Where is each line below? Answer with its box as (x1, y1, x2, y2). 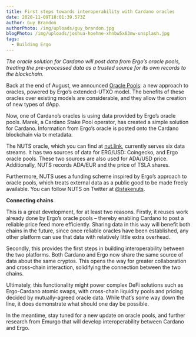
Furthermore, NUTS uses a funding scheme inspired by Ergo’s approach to (6, 173, 187, 180)
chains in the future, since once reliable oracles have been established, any (6, 227, 189, 234)
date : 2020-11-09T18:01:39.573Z (6, 14, 85, 20)
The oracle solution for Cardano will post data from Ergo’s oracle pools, (6, 57, 181, 65)
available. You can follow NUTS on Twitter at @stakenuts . (6, 185, 145, 192)
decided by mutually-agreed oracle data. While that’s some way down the (6, 294, 185, 301)
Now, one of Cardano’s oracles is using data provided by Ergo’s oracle (6, 112, 176, 119)
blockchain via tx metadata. (6, 131, 73, 138)
